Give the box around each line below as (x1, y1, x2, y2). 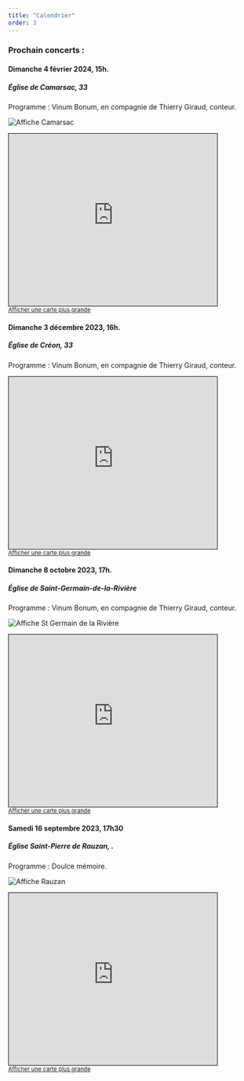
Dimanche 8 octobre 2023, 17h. (8, 565, 112, 575)
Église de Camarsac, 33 (8, 82, 88, 91)
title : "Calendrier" (8, 11, 76, 20)
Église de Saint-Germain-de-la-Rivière (8, 583, 137, 593)
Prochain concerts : (8, 45, 85, 56)
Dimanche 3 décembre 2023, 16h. (8, 322, 121, 331)
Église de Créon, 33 (8, 340, 73, 350)
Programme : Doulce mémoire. (8, 861, 107, 871)
